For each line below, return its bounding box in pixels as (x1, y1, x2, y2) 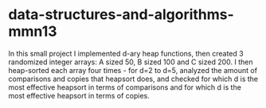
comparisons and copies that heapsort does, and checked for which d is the (8, 74, 259, 83)
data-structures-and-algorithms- (8, 6, 235, 24)
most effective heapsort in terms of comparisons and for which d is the (8, 82, 241, 92)
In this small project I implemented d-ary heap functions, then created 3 (8, 48, 244, 58)
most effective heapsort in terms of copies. (8, 91, 150, 100)
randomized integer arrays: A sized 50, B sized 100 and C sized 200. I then (8, 57, 253, 67)
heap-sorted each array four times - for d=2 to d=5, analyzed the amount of (8, 65, 257, 75)
